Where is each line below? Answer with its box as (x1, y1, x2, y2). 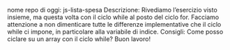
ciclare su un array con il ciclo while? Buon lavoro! (7, 35, 151, 43)
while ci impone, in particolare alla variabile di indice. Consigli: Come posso (7, 27, 224, 36)
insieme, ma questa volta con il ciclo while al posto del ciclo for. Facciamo (7, 13, 220, 21)
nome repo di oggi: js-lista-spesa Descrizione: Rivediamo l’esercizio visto (7, 6, 217, 14)
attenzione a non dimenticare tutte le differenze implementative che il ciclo (7, 21, 222, 28)
